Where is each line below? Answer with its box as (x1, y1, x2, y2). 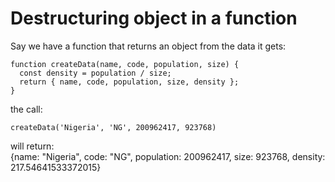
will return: (10, 140, 55, 152)
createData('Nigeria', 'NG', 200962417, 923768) (10, 122, 217, 132)
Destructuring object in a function (10, 7, 298, 30)
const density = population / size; (19, 68, 172, 78)
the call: (10, 103, 43, 115)
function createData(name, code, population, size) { (10, 59, 240, 69)
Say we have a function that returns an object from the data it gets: (10, 40, 287, 52)
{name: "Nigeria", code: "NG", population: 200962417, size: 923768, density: (10, 150, 326, 162)
